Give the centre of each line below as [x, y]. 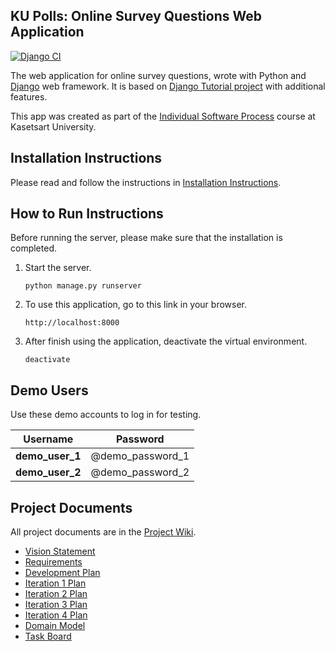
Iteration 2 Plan [56, 594]
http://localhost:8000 [72, 323]
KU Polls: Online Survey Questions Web [136, 16]
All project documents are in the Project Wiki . [103, 532]
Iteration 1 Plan [55, 583]
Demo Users [49, 390]
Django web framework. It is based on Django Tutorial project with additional [168, 86]
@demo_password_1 [140, 456]
